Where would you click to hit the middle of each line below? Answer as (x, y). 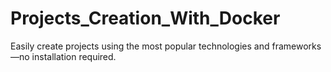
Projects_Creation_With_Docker (145, 18)
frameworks (296, 46)
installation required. (74, 56)
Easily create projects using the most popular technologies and (140, 46)
